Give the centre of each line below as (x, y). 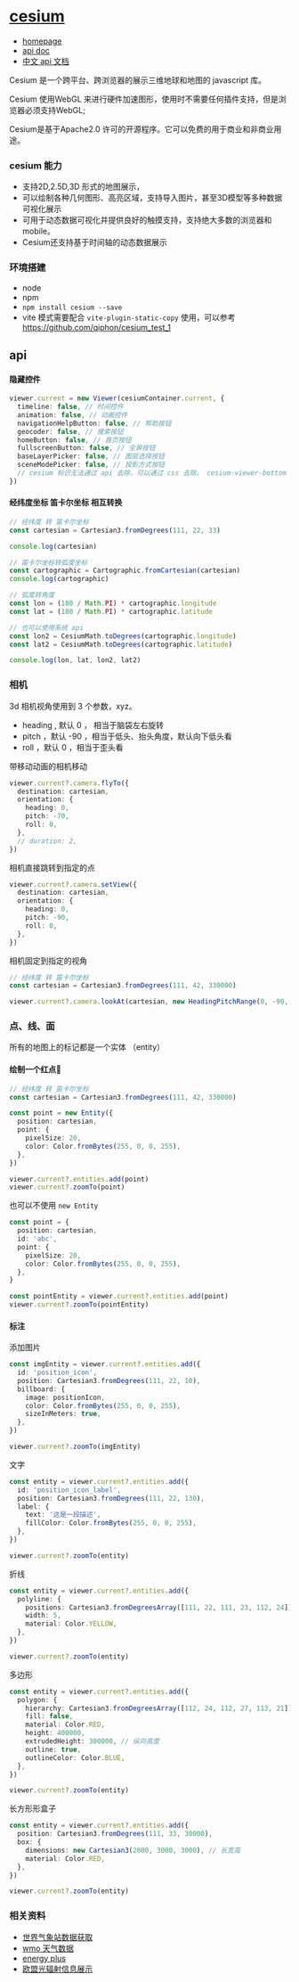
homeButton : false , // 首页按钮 (74, 440)
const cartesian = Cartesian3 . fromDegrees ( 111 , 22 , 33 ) (115, 530)
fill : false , (49, 1716)
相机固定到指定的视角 (48, 961)
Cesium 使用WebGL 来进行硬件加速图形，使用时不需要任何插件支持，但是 (144, 99)
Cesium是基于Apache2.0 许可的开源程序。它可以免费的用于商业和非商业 (141, 129)
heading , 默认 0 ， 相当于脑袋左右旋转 (93, 725)
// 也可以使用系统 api (47, 627)
